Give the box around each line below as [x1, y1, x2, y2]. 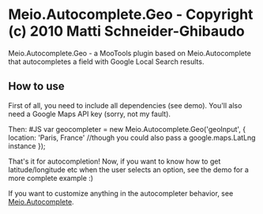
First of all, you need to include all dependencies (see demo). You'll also [8, 100, 242, 110]
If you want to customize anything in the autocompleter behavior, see [8, 188, 234, 198]
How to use [8, 80, 65, 93]
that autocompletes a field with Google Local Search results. [8, 57, 205, 66]
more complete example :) [8, 173, 93, 182]
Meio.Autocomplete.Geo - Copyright [8, 6, 254, 24]
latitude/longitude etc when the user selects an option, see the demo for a [8, 164, 249, 175]
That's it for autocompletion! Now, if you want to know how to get [8, 156, 221, 166]
